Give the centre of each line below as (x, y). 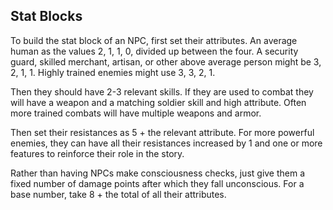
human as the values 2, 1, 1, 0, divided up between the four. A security (154, 51)
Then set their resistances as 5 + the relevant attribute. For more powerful (162, 132)
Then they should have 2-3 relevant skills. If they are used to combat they (162, 91)
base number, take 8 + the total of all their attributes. (118, 194)
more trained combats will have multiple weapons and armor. (136, 113)
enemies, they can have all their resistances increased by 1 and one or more (166, 143)
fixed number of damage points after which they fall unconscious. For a (157, 183)
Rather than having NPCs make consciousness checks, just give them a (158, 173)
